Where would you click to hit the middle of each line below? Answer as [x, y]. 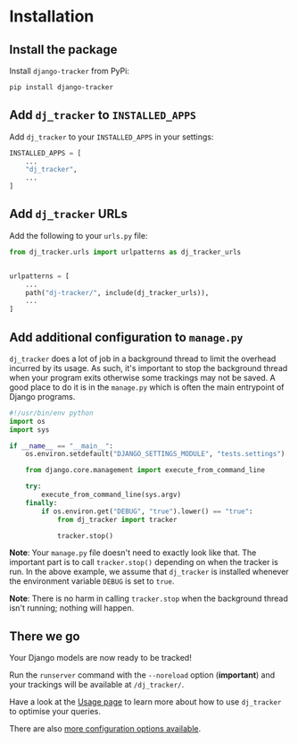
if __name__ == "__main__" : [62, 446]
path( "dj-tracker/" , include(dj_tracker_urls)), [117, 292]
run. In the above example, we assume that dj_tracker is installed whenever [149, 572]
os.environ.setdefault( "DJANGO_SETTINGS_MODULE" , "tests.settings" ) [155, 454]
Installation [52, 17]
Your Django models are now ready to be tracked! [100, 658]
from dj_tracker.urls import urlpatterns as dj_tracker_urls [125, 252]
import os [28, 421]
